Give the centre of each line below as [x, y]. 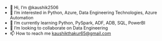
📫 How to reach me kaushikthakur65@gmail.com [60, 33]
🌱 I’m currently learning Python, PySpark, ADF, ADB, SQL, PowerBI [78, 23]
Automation [21, 18]
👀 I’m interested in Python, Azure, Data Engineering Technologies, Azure [83, 13]
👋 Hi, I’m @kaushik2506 [34, 7]
